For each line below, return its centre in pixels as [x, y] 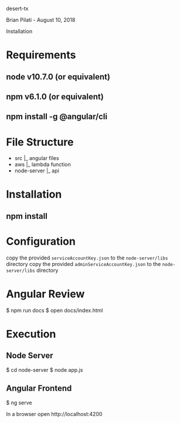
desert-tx [17, 9]
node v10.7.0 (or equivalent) [58, 77]
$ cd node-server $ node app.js [45, 369]
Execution [31, 334]
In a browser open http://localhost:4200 [54, 414]
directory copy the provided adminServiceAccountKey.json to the [84, 264]
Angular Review [45, 294]
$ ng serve [19, 402]
